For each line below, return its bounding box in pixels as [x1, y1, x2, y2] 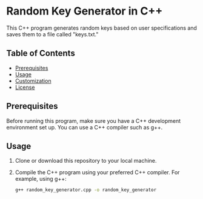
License [15, 83, 35, 91]
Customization [15, 77, 52, 84]
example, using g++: [15, 175, 67, 183]
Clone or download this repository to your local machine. [15, 157, 157, 165]
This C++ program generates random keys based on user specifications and [6, 24, 197, 31]
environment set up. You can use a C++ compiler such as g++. [6, 123, 163, 131]
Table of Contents [6, 48, 76, 59]
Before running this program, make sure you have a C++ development [6, 117, 181, 125]
